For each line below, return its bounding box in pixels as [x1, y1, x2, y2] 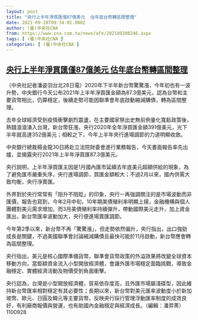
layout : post [6, 8, 38, 15]
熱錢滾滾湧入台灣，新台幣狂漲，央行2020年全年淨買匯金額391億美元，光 [6, 123, 183, 130]
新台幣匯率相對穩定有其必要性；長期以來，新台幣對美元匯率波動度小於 [11, 287, 181, 294]
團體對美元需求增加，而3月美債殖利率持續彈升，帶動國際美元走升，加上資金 [6, 205, 190, 212]
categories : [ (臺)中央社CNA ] [6, 42, 80, 48]
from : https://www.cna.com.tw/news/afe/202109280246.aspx [6, 31, 151, 37]
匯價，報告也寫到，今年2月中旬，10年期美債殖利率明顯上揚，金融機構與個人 [6, 198, 190, 205]
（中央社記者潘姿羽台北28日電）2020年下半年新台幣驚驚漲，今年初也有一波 [6, 81, 190, 88]
